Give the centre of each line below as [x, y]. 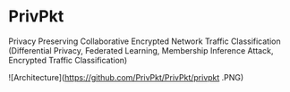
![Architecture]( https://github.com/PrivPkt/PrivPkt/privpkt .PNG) [126, 77]
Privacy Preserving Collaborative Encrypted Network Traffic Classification [145, 41]
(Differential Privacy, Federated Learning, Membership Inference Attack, [141, 50]
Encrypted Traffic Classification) [68, 60]
